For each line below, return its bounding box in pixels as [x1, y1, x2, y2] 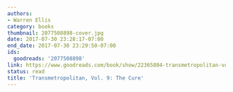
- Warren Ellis [7, 17, 51, 24]
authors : [7, 10, 33, 17]
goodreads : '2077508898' [13, 55, 85, 62]
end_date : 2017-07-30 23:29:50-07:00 [7, 42, 116, 49]
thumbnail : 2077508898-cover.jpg [7, 29, 104, 37]
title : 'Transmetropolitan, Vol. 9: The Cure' [7, 74, 144, 82]
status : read [7, 68, 45, 75]
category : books [7, 23, 54, 30]
